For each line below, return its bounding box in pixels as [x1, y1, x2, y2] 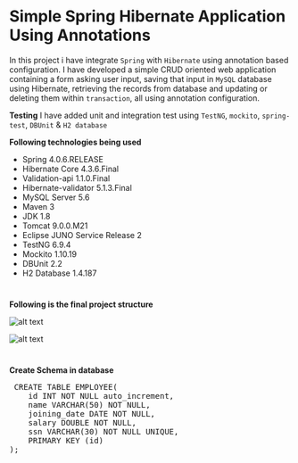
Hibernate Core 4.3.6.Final [21, 163, 119, 174]
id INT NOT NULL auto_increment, [28, 391, 175, 401]
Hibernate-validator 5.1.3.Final [21, 182, 132, 193]
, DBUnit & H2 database [25, 119, 108, 130]
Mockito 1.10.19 [21, 248, 78, 260]
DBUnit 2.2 [21, 258, 62, 269]
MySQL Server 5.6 [21, 192, 90, 203]
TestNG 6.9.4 [21, 239, 71, 250]
